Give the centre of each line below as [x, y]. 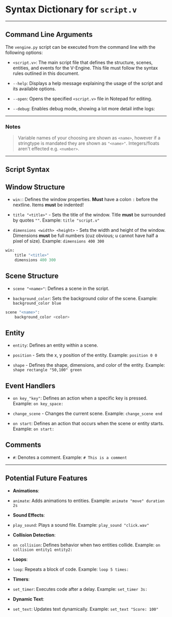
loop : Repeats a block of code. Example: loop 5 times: [71, 569]
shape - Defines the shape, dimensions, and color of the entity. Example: [89, 365]
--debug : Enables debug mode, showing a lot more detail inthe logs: [84, 108]
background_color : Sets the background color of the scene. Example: [85, 298]
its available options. [34, 89]
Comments [23, 445]
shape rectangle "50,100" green [47, 370]
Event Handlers [30, 386]
